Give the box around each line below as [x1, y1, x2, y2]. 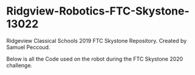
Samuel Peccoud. [6, 44, 50, 51]
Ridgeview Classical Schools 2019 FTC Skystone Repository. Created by [6, 37, 187, 44]
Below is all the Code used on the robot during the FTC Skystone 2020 [6, 55, 183, 62]
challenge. [6, 62, 33, 69]
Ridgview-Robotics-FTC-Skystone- [6, 4, 190, 18]
